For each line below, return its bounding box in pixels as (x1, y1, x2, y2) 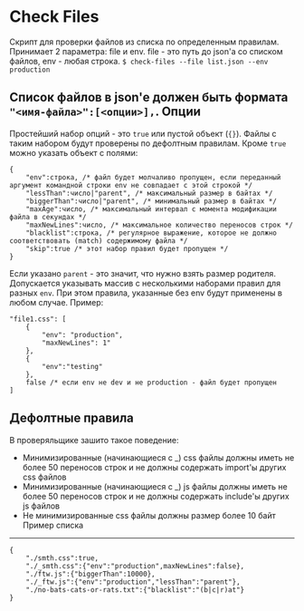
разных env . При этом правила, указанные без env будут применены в (9, 287, 283, 298)
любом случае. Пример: (9, 296, 104, 307)
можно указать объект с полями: (9, 147, 138, 158)
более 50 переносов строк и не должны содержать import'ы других (22, 461, 287, 472)
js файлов (22, 500, 61, 511)
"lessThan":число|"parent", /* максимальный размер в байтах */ (25, 189, 273, 198)
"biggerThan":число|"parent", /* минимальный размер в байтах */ (25, 197, 278, 206)
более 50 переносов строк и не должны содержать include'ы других (22, 490, 290, 501)
